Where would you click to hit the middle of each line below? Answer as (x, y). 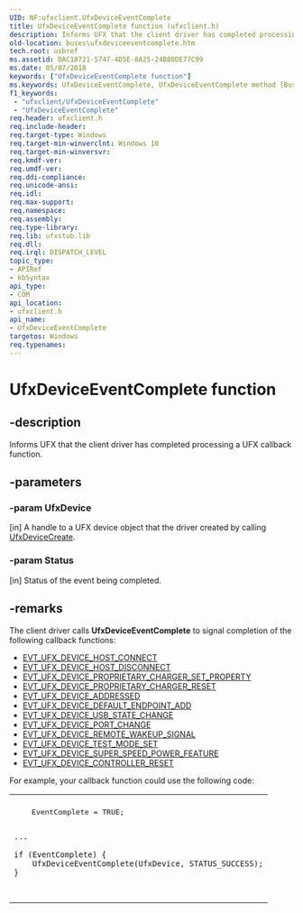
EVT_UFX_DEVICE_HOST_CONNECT (90, 657)
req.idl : (26, 194)
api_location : (36, 303)
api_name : (28, 320)
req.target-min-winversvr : (60, 152)
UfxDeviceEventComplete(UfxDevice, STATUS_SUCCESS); (147, 863)
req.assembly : (36, 219)
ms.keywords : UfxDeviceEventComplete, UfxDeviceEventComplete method (143, 85)
